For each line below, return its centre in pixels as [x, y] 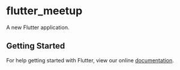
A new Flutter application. [38, 27]
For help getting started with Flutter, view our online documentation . [90, 60]
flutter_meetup [44, 11]
